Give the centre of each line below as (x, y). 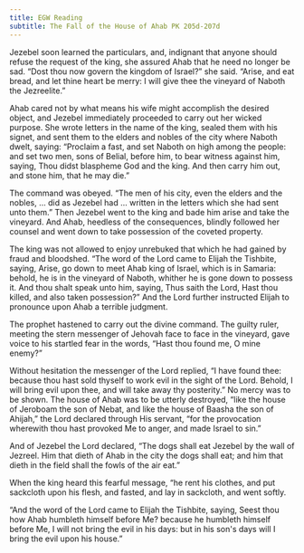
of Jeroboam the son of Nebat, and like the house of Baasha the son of (142, 409)
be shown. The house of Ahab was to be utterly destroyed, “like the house (148, 399)
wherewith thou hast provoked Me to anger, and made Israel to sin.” (135, 428)
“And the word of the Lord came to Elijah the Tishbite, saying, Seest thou (144, 510)
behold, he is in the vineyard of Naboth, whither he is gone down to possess (151, 278)
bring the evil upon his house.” (66, 539)
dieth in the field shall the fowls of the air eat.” (95, 465)
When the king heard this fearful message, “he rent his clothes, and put (142, 482)
